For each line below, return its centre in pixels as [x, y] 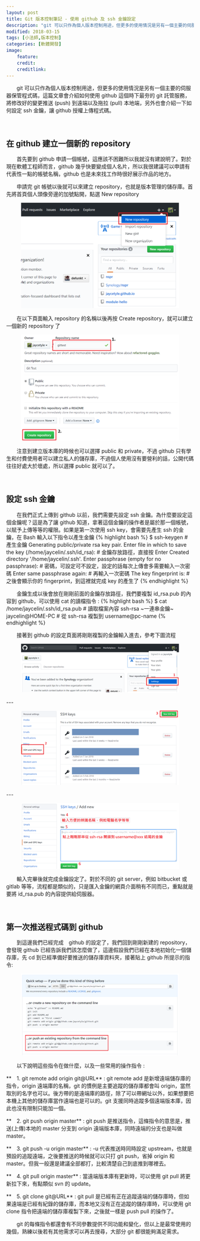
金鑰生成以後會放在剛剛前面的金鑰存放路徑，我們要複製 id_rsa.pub [98, 593]
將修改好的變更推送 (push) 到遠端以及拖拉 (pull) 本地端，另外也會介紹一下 [96, 103]
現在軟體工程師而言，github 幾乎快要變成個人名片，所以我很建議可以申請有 [98, 167]
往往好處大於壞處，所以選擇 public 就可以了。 [62, 465]
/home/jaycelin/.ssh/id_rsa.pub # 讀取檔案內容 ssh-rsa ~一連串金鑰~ [90, 608]
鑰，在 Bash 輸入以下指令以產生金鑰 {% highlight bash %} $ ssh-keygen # [97, 537]
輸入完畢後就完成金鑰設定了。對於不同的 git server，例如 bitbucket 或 [102, 879]
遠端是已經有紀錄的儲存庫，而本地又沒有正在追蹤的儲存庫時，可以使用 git [101, 1204]
